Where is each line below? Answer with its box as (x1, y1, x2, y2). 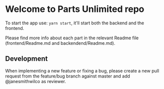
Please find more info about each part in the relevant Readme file (5, 35, 139, 41)
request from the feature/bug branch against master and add (5, 73, 131, 79)
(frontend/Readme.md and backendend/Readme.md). (5, 40, 116, 46)
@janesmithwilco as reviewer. (5, 78, 66, 84)
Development (5, 55, 48, 63)
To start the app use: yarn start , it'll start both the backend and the (5, 20, 145, 26)
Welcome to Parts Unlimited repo (5, 3, 145, 15)
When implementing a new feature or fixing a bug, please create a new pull (5, 68, 160, 74)
